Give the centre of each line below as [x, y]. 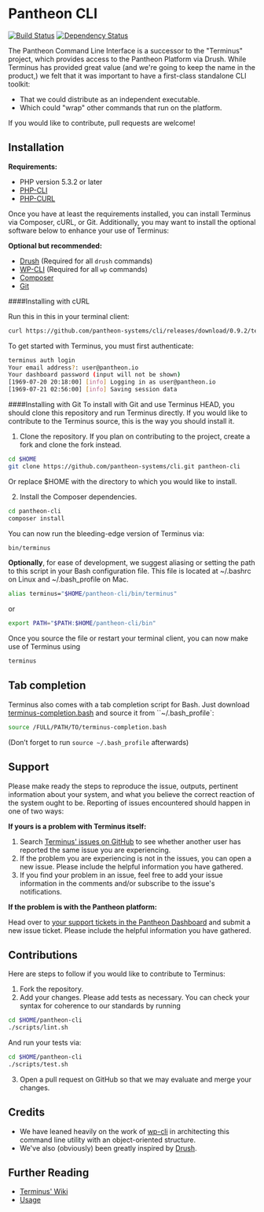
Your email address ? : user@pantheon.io [73, 367]
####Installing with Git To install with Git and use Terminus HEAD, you [121, 404]
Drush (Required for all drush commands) [86, 261]
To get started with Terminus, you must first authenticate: [101, 346]
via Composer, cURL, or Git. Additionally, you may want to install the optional [132, 222]
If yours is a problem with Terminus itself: [77, 826]
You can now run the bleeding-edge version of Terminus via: [106, 533]
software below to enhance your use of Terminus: [89, 230]
